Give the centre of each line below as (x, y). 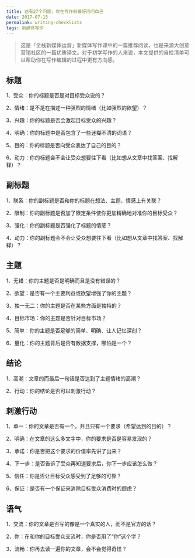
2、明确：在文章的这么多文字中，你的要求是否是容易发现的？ (79, 439)
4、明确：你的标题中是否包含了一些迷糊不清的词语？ (69, 133)
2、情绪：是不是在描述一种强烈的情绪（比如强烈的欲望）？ (77, 108)
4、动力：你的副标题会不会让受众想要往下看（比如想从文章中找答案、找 (92, 237)
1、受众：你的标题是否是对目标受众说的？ (56, 96)
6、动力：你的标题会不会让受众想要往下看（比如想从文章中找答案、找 (90, 158)
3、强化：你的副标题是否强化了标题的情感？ (59, 225)
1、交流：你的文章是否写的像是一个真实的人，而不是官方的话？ (81, 524)
